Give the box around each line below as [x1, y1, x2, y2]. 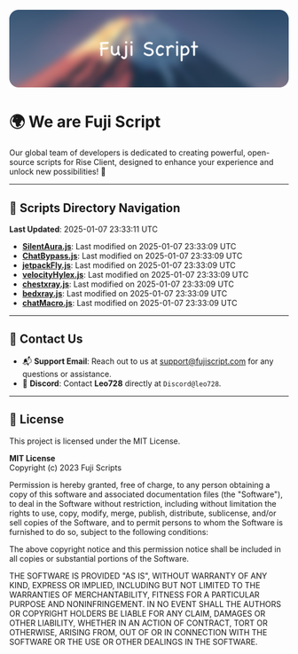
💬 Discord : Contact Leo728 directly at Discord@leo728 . [21, 378, 222, 389]
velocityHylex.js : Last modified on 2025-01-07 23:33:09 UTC [21, 270, 249, 280]
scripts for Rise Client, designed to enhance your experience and [36, 157, 274, 168]
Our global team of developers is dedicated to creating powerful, [9, 147, 246, 158]
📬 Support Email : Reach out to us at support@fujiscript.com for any [21, 356, 274, 366]
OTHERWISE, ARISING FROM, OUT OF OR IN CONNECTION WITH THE [9, 626, 268, 637]
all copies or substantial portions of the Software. [9, 553, 189, 563]
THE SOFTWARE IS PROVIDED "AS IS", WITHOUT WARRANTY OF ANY [9, 570, 268, 581]
